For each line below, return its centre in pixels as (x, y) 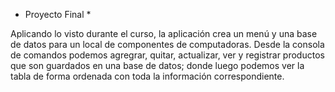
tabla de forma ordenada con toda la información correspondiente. (147, 76)
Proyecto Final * (58, 14)
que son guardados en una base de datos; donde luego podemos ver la (157, 65)
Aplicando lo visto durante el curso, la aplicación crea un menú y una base (164, 33)
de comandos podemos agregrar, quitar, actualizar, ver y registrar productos (167, 55)
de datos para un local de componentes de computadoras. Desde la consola (167, 44)
